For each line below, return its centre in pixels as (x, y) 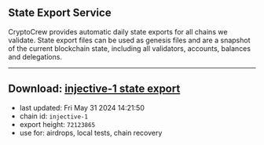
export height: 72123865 (57, 124)
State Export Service (60, 13)
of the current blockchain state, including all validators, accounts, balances (130, 48)
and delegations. (35, 56)
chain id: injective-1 (54, 116)
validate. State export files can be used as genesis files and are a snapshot (129, 40)
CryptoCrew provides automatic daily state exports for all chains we (118, 31)
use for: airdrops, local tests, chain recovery (91, 132)
